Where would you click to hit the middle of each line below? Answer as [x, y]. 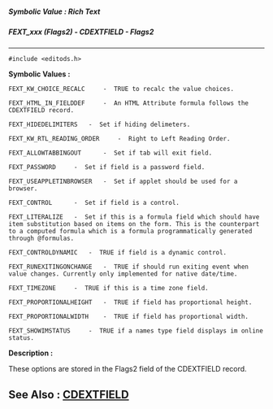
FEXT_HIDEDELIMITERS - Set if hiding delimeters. [100, 125]
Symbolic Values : [39, 74]
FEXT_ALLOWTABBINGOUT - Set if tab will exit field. [110, 153]
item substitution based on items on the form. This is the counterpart [134, 224]
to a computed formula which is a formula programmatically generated [130, 232]
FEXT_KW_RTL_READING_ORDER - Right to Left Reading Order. [119, 139]
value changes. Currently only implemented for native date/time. [123, 274]
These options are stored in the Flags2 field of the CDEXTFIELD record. [128, 369]
